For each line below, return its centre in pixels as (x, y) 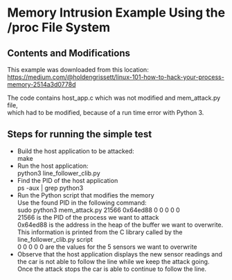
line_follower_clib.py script (55, 239)
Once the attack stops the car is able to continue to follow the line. (111, 269)
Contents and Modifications (69, 53)
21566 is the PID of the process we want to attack (88, 217)
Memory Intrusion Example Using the (116, 13)
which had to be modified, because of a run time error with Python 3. (106, 113)
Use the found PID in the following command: (82, 202)
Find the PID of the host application (68, 180)
